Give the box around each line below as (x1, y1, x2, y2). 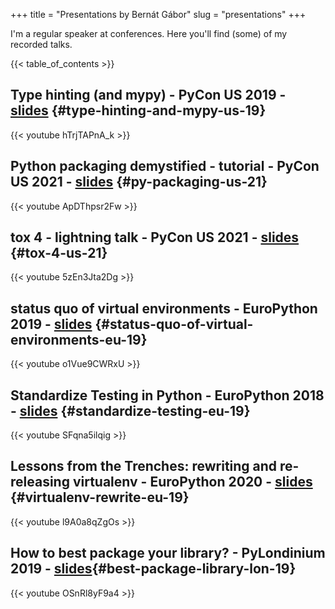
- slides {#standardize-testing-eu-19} (10, 402, 251, 419)
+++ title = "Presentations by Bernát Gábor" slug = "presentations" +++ (10, 9, 307, 20)
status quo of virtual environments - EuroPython (10, 300, 318, 317)
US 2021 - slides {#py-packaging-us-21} (10, 174, 268, 191)
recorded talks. (10, 39, 73, 50)
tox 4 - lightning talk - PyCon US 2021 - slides (10, 229, 300, 246)
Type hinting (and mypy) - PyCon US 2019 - (10, 87, 287, 104)
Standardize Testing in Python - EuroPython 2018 (10, 387, 325, 404)
